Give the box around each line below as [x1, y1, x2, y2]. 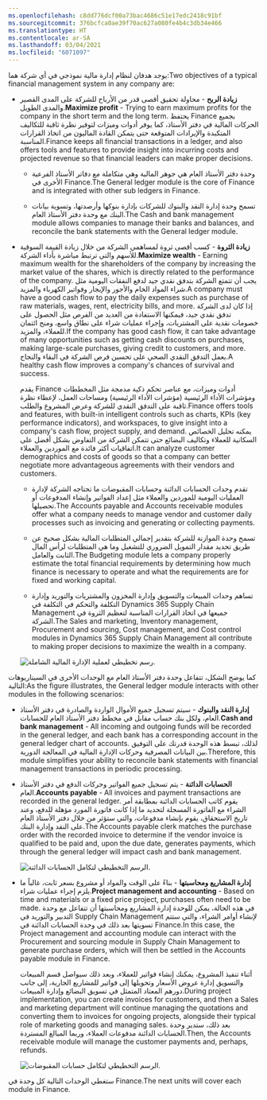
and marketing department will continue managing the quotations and [19, 1003, 249, 1013]
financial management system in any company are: [8, 79, 175, 88]
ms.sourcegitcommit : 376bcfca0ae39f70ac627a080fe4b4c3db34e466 [8, 19, 222, 27]
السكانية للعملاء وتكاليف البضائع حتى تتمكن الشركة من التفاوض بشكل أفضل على [19, 435, 257, 444]
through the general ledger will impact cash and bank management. [19, 847, 242, 856]
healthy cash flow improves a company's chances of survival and [19, 360, 234, 370]
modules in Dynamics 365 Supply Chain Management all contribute [31, 633, 253, 643]
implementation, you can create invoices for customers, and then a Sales [19, 995, 259, 1004]
